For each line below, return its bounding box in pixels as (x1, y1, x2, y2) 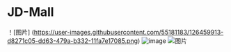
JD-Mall (7, 4, 54, 20)
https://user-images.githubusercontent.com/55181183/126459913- (33, 28, 224, 36)
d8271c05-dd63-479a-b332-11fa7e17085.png (7, 36, 138, 45)
